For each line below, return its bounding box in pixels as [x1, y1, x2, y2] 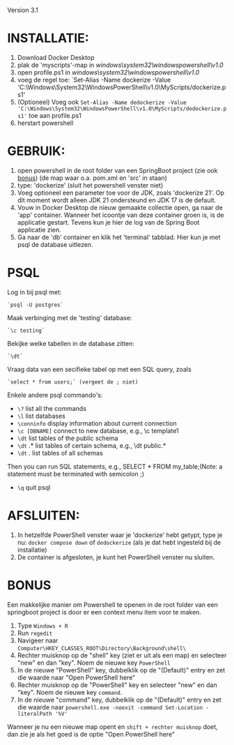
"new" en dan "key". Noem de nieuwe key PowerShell [17, 659, 171, 667]
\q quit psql [17, 483, 51, 491]
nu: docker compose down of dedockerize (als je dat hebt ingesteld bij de [17, 538, 221, 546]
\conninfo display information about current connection [17, 419, 178, 428]
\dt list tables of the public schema [17, 434, 118, 442]
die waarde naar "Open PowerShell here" [17, 673, 136, 682]
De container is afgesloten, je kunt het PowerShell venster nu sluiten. [17, 552, 215, 561]
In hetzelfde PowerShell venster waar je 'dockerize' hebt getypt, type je [17, 530, 223, 539]
